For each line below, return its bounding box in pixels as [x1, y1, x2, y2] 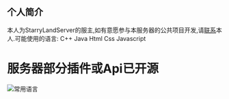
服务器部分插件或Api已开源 [7, 61, 159, 76]
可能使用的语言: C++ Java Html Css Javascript [14, 34, 146, 42]
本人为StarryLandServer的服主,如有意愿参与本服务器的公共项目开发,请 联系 [7, 26, 217, 34]
